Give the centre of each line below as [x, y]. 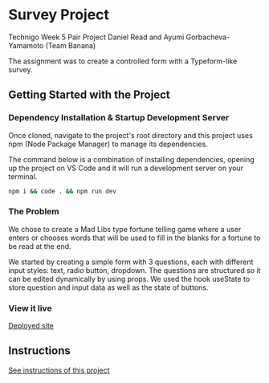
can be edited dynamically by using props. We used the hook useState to [129, 279]
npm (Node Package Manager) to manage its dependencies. [108, 144]
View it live [30, 308]
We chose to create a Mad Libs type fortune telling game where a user [125, 229]
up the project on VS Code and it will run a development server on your [126, 168]
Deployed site [31, 326]
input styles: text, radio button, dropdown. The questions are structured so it [134, 270]
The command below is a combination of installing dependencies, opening [131, 159]
